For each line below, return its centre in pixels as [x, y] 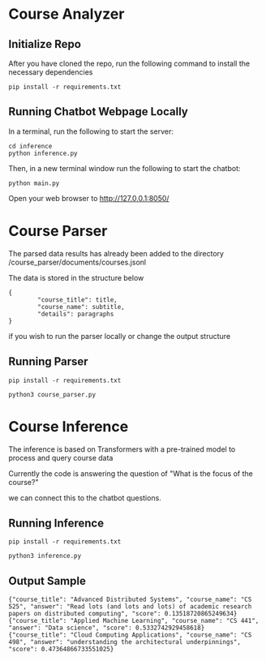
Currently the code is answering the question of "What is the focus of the [131, 473]
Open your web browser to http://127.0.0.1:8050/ [89, 198]
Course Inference [69, 426]
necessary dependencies [51, 72]
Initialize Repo [45, 44]
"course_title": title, [77, 300]
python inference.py [43, 153]
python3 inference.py [45, 556]
